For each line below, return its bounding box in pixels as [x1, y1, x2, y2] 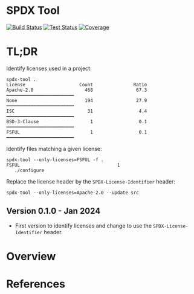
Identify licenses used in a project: [6, 65, 92, 72]
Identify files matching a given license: [6, 145, 102, 152]
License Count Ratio [6, 81, 147, 88]
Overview [6, 249, 56, 263]
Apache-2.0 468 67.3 [6, 87, 147, 93]
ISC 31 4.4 [6, 108, 147, 114]
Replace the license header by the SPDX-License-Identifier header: [6, 177, 176, 185]
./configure [14, 167, 45, 173]
